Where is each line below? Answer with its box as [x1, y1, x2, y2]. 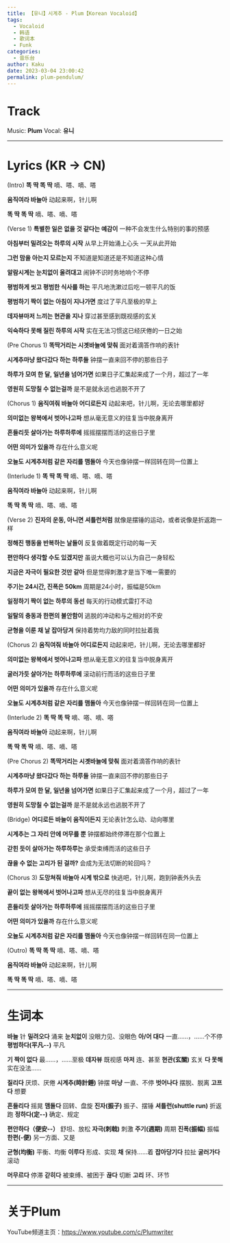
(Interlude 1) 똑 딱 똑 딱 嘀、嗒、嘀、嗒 [7, 472, 113, 480]
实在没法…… [7, 1064, 42, 1072]
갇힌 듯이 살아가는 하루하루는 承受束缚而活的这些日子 [7, 844, 151, 853]
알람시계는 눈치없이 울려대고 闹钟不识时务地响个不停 [7, 268, 150, 277]
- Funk [13, 42, 32, 49]
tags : [7, 16, 23, 23]
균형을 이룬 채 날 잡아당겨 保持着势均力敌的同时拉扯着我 [7, 626, 159, 634]
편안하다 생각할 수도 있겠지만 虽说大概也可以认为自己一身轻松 [7, 553, 175, 562]
